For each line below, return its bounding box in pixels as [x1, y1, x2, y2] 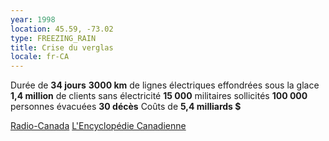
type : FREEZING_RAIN [10, 33, 97, 43]
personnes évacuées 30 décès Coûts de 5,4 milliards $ [10, 101, 242, 113]
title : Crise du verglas [10, 42, 114, 53]
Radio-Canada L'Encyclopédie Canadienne [10, 120, 187, 132]
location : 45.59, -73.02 [10, 24, 114, 34]
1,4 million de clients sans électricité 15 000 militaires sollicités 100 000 [10, 90, 308, 102]
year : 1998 [10, 14, 56, 25]
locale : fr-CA [10, 52, 70, 62]
